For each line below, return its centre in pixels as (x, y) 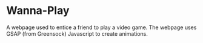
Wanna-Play (38, 11)
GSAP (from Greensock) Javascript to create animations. (77, 33)
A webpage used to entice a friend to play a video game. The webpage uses (101, 27)
